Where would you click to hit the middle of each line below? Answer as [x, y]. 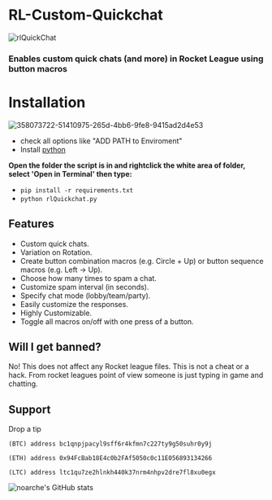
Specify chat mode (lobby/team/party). [85, 296]
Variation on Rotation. [56, 252]
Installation [47, 103]
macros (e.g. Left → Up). [61, 270]
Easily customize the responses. [74, 304]
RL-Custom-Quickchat [86, 15]
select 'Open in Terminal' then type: [70, 173]
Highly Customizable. [56, 313]
